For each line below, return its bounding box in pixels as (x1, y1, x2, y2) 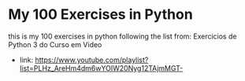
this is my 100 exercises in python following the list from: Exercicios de (8, 31, 237, 41)
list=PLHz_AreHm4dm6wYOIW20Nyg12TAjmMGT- (19, 63, 184, 72)
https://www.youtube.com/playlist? (35, 55, 149, 64)
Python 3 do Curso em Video (8, 39, 102, 49)
